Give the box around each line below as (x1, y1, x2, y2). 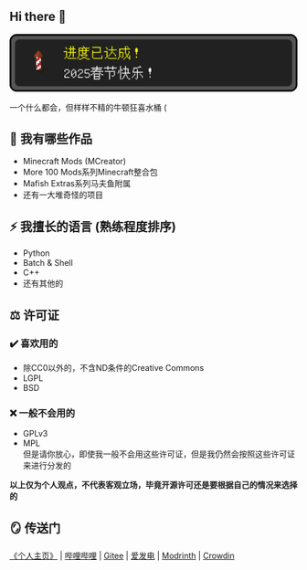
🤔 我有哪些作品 (9, 132, 93, 146)
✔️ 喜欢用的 (9, 337, 58, 350)
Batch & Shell (22, 258, 73, 269)
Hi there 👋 (9, 9, 67, 25)
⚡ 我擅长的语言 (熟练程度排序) (9, 218, 176, 234)
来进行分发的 (22, 460, 71, 471)
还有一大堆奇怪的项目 (22, 189, 103, 201)
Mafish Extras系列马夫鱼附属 (22, 178, 131, 189)
